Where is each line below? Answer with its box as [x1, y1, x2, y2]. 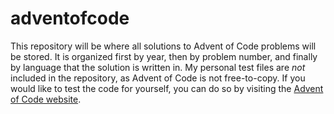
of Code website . [10, 93, 82, 105]
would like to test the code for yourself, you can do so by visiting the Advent [10, 82, 324, 94]
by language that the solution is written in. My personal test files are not [10, 61, 306, 73]
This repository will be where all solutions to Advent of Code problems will [10, 40, 317, 52]
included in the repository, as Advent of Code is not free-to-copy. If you [10, 72, 306, 84]
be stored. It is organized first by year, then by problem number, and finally [10, 50, 318, 62]
